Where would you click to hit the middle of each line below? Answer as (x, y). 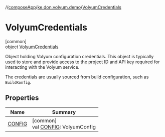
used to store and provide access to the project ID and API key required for (82, 62)
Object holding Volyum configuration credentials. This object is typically (79, 56)
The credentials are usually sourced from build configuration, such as (77, 77)
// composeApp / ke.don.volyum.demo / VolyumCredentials (63, 7)
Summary (64, 112)
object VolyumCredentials (32, 47)
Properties (22, 98)
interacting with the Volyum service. (42, 67)
